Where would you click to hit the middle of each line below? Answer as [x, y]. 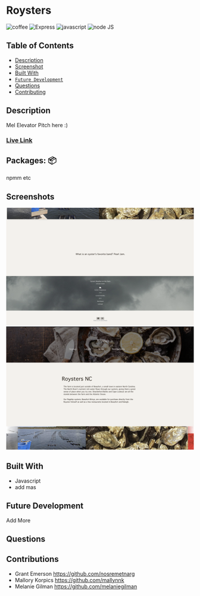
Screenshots [30, 197]
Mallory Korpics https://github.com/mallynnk [69, 580]
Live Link [19, 140]
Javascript [28, 481]
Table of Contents [40, 46]
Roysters [29, 10]
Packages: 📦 [31, 160]
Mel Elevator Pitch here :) [37, 125]
